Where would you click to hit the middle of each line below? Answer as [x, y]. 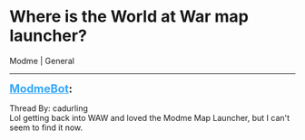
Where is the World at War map [129, 17]
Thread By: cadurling [49, 108]
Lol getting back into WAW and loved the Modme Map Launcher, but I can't [150, 117]
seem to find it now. [46, 127]
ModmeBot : [41, 89]
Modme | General [42, 61]
